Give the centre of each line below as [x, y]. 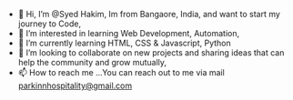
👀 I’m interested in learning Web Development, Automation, [128, 33]
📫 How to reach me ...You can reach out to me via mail [121, 72]
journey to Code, [50, 24]
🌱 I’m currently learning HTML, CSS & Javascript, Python [125, 43]
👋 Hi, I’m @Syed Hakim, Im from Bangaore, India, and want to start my [149, 14]
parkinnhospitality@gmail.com [75, 85]
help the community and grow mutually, [92, 62]
